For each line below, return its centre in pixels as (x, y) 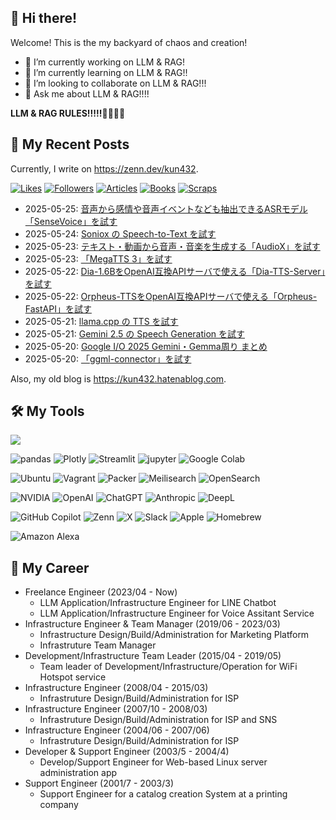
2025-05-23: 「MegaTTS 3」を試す (98, 258)
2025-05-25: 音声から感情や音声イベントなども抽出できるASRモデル (166, 208)
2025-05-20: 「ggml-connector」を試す (108, 358)
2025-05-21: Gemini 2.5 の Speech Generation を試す (135, 333)
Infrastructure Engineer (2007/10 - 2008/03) (116, 709)
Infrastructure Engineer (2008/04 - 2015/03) (116, 688)
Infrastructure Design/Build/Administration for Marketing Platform (174, 635)
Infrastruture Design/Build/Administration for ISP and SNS (158, 720)
